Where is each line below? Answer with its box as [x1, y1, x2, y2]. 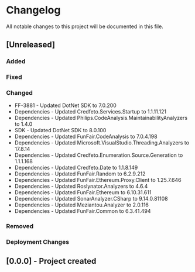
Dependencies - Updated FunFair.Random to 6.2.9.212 [14, 170, 146, 177]
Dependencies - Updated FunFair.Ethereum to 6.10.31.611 [14, 189, 152, 196]
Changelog [6, 4, 61, 17]
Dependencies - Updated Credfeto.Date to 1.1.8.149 [14, 164, 138, 171]
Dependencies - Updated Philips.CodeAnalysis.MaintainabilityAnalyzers [14, 115, 188, 122]
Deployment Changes [6, 238, 69, 246]
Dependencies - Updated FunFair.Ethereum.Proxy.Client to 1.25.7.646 [14, 177, 182, 184]
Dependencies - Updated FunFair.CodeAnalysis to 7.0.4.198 [14, 133, 158, 140]
